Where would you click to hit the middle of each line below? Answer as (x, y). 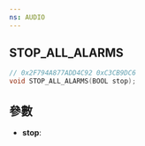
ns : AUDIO (27, 17)
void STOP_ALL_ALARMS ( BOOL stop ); (73, 81)
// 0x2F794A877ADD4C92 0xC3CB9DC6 (73, 73)
